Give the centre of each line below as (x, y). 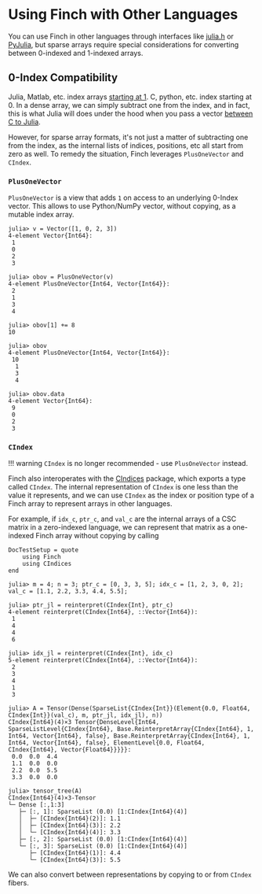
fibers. (18, 883)
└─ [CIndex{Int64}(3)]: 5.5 (75, 860)
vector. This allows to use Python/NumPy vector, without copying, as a (122, 206)
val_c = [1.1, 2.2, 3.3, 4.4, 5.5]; (68, 592)
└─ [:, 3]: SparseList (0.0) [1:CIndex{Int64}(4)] (103, 846)
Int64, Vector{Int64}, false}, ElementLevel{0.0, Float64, (107, 743)
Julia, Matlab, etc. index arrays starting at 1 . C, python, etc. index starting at (130, 97)
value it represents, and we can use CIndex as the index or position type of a (131, 495)
